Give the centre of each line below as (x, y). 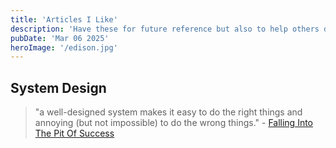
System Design (58, 87)
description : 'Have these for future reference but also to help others (165, 29)
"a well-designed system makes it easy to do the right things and (168, 112)
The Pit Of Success (74, 133)
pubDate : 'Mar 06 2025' (60, 38)
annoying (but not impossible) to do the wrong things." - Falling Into (174, 123)
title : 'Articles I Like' (64, 19)
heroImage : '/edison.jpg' (64, 47)
